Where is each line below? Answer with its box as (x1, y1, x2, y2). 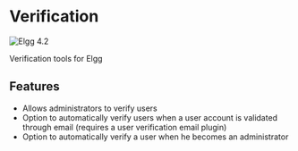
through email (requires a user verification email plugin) (21, 122, 227, 132)
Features (9, 79, 60, 95)
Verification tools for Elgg (9, 53, 103, 63)
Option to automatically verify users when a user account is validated (21, 112, 278, 122)
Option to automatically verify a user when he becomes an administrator (21, 131, 289, 142)
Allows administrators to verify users (21, 103, 158, 113)
